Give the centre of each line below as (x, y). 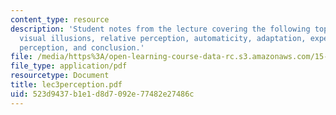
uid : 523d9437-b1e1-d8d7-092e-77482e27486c (102, 94)
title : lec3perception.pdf (66, 85)
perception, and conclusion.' (82, 47)
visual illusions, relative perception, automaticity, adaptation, (163, 38)
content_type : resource (60, 19)
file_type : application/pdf (69, 66)
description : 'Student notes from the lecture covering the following (160, 29)
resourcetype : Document (60, 76)
